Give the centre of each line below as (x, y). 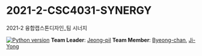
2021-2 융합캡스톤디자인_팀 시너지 (47, 28)
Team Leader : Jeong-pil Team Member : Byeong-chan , (119, 40)
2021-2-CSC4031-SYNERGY (79, 11)
